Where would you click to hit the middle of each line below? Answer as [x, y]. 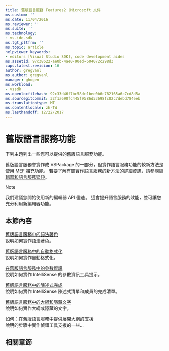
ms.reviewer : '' [22, 24]
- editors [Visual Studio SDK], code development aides [65, 56]
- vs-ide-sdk [19, 38]
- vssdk [13, 89]
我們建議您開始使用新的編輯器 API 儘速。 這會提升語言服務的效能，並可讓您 [83, 197]
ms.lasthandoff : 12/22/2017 [35, 113]
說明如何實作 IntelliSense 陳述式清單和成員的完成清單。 [62, 291]
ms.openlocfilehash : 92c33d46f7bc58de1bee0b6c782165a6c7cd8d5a [73, 94]
